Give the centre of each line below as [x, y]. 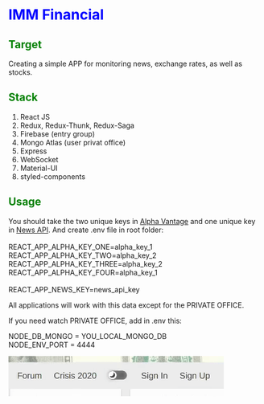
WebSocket [39, 159]
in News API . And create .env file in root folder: [86, 230]
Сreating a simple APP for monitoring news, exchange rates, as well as [126, 63]
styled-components [53, 176]
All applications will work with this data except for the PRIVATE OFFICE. [126, 305]
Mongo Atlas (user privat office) [73, 142]
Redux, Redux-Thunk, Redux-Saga [77, 125]
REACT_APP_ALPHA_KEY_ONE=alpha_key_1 [80, 247]
